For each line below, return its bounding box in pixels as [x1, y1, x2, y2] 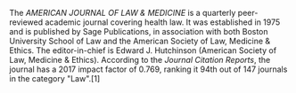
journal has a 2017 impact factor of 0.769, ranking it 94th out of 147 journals [9, 64, 288, 74]
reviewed [9, 17, 44, 27]
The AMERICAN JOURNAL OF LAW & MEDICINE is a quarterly [9, 8, 236, 18]
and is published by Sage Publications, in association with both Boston [9, 27, 269, 36]
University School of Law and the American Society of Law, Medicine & [9, 35, 271, 46]
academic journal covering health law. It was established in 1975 [44, 17, 281, 27]
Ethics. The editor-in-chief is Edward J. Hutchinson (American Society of [9, 45, 277, 56]
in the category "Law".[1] [9, 74, 101, 83]
